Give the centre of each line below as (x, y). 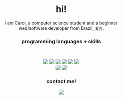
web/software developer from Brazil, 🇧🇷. (61, 28)
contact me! (61, 82)
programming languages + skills (61, 41)
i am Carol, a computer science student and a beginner (61, 23)
